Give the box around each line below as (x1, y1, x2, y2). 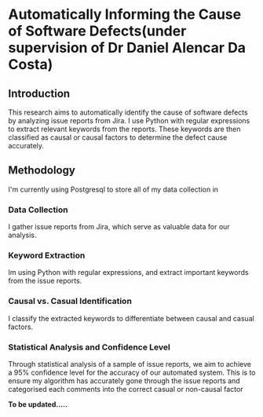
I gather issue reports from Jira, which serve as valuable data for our (8, 222, 230, 232)
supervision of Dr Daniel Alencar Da (8, 39, 246, 57)
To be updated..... (8, 400, 68, 409)
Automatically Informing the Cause (8, 5, 242, 24)
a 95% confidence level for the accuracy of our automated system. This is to (8, 368, 256, 377)
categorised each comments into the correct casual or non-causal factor (8, 385, 243, 393)
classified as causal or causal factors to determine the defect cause (8, 133, 228, 142)
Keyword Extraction (8, 250, 86, 261)
